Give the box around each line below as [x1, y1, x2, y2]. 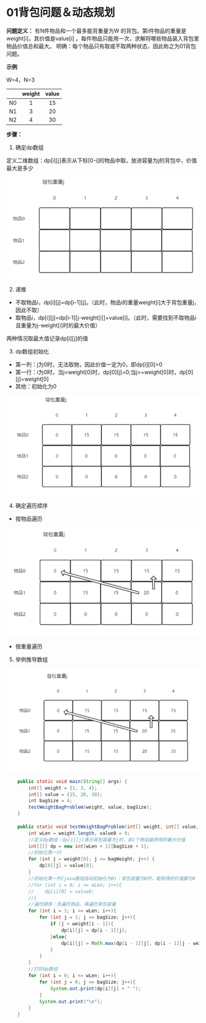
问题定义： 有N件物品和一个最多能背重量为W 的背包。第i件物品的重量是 [6, 27, 187, 34]
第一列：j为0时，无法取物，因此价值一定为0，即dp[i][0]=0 [15, 360, 162, 368]
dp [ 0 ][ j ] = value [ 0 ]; [39, 863, 95, 869]
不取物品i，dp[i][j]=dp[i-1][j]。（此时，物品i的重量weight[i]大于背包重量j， [15, 298, 200, 306]
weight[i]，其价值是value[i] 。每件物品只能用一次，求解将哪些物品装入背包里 [6, 34, 199, 42]
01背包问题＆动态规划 [6, 6, 115, 20]
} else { [50, 933, 67, 940]
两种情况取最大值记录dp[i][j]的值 [6, 334, 88, 342]
